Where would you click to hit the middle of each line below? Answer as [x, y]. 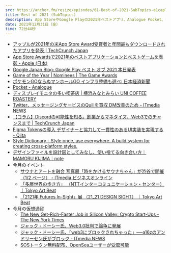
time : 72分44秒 [21, 29]
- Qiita [19, 135]
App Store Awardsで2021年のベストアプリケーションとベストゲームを [85, 57]
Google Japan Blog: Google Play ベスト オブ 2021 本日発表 [74, 70]
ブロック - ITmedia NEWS [78, 239]
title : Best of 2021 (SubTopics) [41, 15]
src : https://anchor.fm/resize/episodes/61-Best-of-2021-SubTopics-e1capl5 [87, 10]
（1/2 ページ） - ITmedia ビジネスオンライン [66, 178]
